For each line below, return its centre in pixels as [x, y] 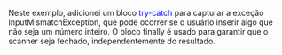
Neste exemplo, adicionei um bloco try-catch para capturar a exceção [136, 13]
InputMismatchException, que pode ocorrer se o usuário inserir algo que [141, 22]
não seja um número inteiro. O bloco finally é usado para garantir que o [138, 31]
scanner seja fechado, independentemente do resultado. [112, 41]
